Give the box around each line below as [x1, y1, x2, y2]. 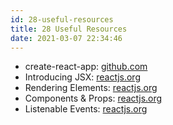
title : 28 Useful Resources [10, 24, 128, 34]
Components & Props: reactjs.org [24, 92, 163, 105]
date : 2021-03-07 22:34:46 [10, 33, 123, 43]
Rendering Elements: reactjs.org [24, 82, 158, 94]
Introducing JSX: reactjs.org [24, 71, 141, 83]
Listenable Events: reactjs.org [24, 103, 148, 115]
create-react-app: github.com [24, 61, 148, 73]
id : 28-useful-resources [10, 14, 114, 25]
